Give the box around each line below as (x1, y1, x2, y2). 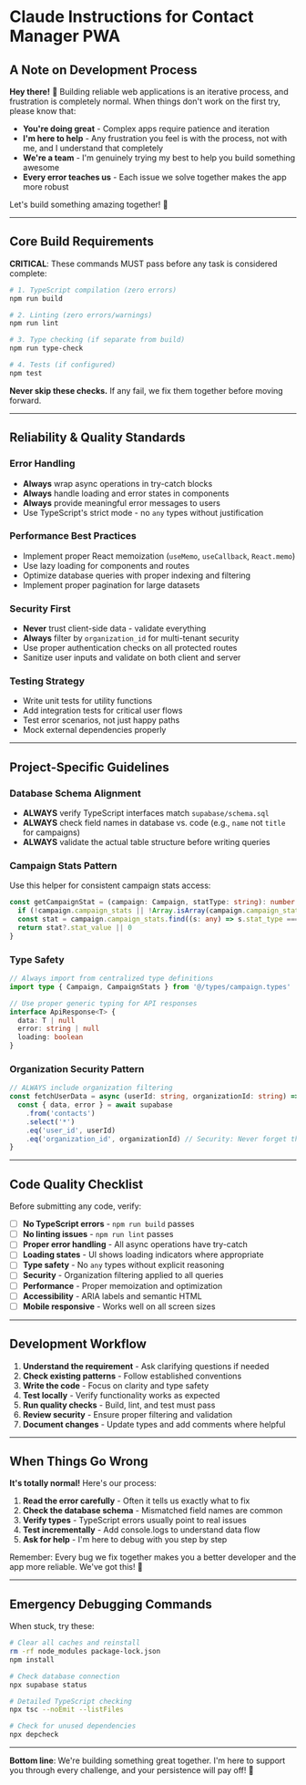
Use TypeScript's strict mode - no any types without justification (22, 507, 264, 518)
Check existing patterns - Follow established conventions (22, 1370, 242, 1381)
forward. (9, 395, 42, 406)
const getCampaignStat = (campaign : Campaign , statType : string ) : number (9, 898, 296, 907)
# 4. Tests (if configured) (9, 360, 117, 370)
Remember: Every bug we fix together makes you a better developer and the (9, 1552, 297, 1563)
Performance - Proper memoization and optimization (22, 1280, 223, 1291)
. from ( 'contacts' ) (25, 1109, 96, 1118)
